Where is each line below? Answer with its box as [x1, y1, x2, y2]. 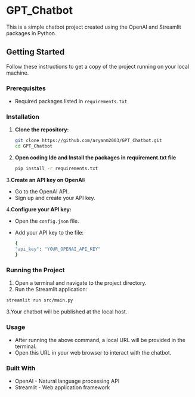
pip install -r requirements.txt [14, 165, 98, 172]
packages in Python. [6, 29, 57, 36]
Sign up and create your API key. [14, 194, 95, 201]
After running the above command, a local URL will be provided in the [14, 337, 186, 344]
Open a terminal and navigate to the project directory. [14, 279, 147, 287]
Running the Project [6, 266, 65, 274]
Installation [6, 112, 40, 121]
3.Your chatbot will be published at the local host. [6, 308, 128, 315]
